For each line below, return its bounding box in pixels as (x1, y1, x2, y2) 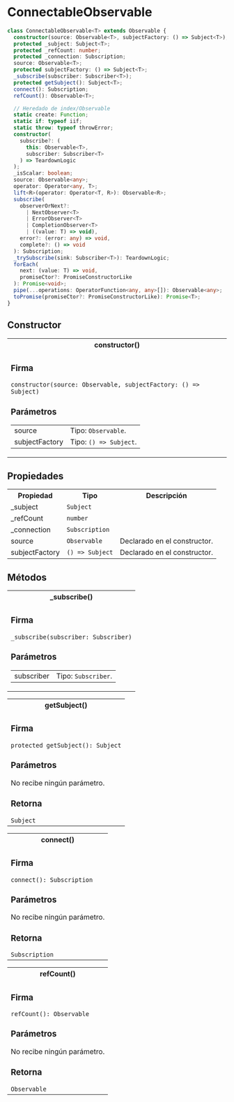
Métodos (7, 571, 47, 583)
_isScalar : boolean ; (13, 170, 73, 177)
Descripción (146, 491, 187, 500)
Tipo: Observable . (70, 426, 127, 435)
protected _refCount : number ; (13, 47, 101, 54)
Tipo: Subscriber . (56, 671, 113, 681)
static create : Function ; (13, 111, 89, 119)
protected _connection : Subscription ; (13, 53, 127, 60)
